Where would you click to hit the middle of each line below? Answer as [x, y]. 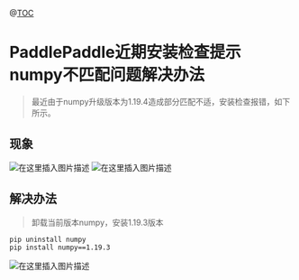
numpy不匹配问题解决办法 [107, 75]
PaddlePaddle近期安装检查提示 [125, 52]
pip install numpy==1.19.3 [60, 247]
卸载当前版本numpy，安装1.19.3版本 [97, 222]
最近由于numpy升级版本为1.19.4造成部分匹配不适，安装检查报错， [153, 101]
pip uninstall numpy [48, 239]
